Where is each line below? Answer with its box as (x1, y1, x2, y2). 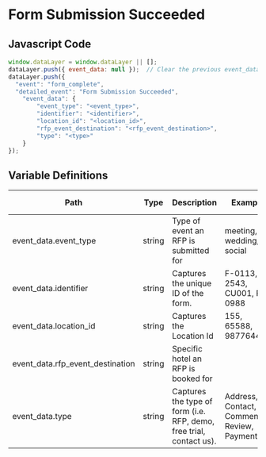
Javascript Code (8, 37, 92, 51)
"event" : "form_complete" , (15, 80, 104, 88)
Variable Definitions (8, 168, 108, 182)
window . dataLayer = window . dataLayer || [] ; (8, 58, 158, 66)
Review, (224, 421, 254, 432)
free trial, (171, 426, 206, 437)
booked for (171, 373, 213, 384)
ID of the (171, 288, 204, 299)
